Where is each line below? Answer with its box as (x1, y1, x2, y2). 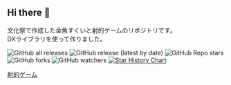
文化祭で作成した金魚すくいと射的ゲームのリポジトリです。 (7, 26, 176, 35)
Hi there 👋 (7, 7, 50, 19)
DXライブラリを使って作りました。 (7, 35, 107, 43)
